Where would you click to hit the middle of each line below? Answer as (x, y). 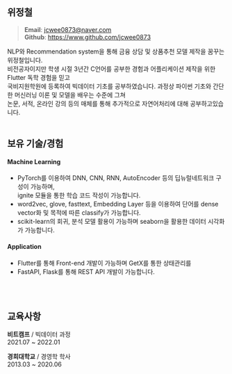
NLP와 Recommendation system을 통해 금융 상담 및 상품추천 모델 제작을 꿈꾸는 (116, 51)
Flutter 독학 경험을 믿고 (39, 77)
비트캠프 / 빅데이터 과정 (39, 334)
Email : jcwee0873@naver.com (68, 29)
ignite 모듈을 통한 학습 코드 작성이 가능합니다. (79, 195)
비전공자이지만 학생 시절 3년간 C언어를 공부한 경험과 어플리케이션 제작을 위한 (111, 69)
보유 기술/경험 (35, 144)
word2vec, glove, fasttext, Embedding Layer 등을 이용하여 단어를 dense (118, 204)
